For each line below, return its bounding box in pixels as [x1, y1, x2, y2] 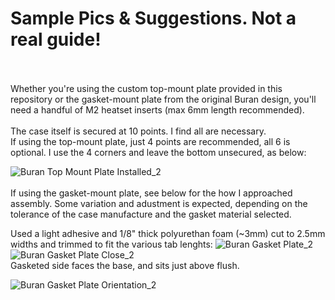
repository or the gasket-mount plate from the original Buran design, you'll [10, 93, 317, 105]
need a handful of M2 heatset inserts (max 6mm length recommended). [10, 103, 305, 116]
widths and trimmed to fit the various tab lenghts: [10, 238, 213, 250]
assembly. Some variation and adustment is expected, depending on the [10, 197, 308, 209]
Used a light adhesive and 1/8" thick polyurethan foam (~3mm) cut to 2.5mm [10, 227, 326, 239]
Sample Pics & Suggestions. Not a [10, 7, 297, 30]
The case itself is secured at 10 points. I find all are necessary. [10, 125, 267, 137]
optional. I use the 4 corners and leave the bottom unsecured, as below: [10, 146, 307, 158]
